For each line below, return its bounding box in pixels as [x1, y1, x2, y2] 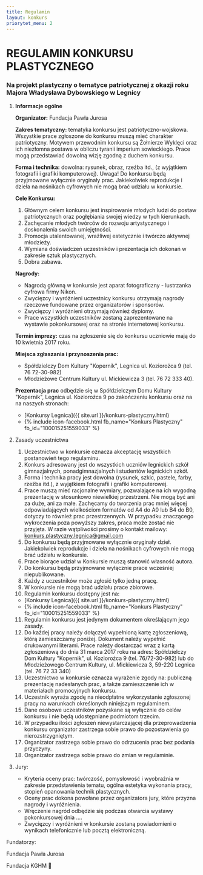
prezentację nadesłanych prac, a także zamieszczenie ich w [24, 680, 175, 687]
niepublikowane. [24, 571, 65, 578]
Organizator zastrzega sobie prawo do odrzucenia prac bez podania [24, 738, 195, 746]
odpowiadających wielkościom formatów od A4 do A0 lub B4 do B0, [24, 506, 195, 513]
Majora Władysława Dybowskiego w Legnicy [6, 89, 141, 97]
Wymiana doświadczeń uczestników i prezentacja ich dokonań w [24, 245, 187, 252]
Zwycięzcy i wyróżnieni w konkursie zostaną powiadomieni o [24, 820, 177, 827]
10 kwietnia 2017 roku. [15, 338, 71, 346]
